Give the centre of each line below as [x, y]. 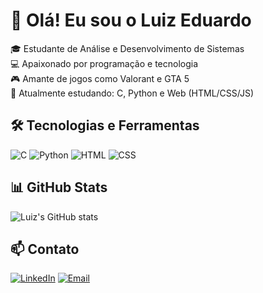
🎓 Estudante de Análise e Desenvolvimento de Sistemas [127, 48]
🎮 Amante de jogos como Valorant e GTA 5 [100, 78]
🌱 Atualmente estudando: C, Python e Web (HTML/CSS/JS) [132, 93]
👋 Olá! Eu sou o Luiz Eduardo [131, 20]
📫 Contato [45, 249]
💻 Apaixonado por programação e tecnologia [104, 63]
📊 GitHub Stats [59, 187]
